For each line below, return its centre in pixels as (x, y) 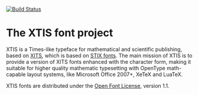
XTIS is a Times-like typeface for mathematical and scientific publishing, (94, 49)
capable (16, 74)
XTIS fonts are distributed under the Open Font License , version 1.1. (88, 86)
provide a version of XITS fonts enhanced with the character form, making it (98, 61)
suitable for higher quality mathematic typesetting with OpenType (86, 68)
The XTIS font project (60, 33)
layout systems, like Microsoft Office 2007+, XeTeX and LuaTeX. (105, 74)
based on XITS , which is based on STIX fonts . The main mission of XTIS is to (99, 55)
